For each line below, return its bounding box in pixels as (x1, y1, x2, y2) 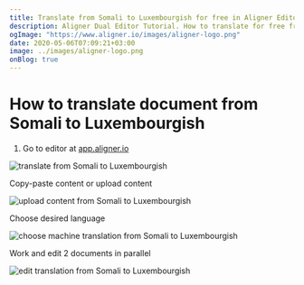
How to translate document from (9, 94, 259, 115)
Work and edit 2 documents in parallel (9, 247, 151, 258)
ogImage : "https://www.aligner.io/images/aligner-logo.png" (9, 30, 242, 39)
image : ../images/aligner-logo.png (9, 47, 144, 56)
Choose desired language (9, 213, 106, 224)
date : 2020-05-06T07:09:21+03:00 (9, 38, 136, 48)
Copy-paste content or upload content (9, 178, 153, 188)
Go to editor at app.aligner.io (22, 142, 129, 153)
